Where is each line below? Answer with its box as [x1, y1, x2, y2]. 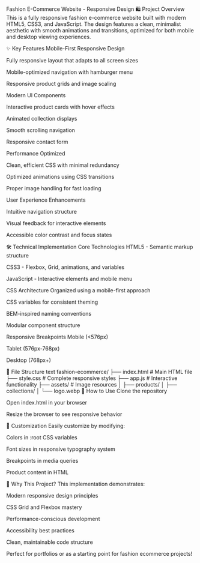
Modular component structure [6, 322, 80, 329]
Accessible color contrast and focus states [6, 231, 112, 238]
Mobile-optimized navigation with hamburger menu [6, 68, 133, 76]
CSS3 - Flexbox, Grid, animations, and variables [6, 263, 125, 271]
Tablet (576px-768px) [6, 345, 60, 352]
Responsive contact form [6, 138, 68, 145]
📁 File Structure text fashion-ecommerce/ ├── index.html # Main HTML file [6, 369, 193, 375]
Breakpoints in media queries [6, 457, 79, 464]
